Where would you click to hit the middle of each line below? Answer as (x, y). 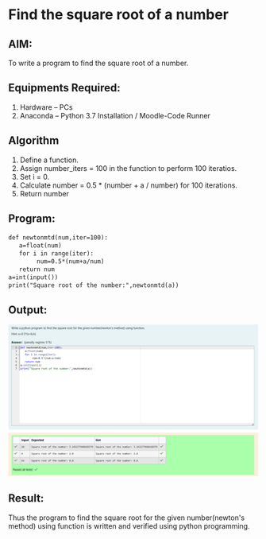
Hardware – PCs (46, 107)
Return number (44, 193)
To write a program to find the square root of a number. (98, 63)
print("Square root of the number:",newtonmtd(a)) (94, 285)
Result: (26, 498)
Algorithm (34, 141)
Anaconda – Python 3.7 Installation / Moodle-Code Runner (115, 115)
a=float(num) (40, 246)
